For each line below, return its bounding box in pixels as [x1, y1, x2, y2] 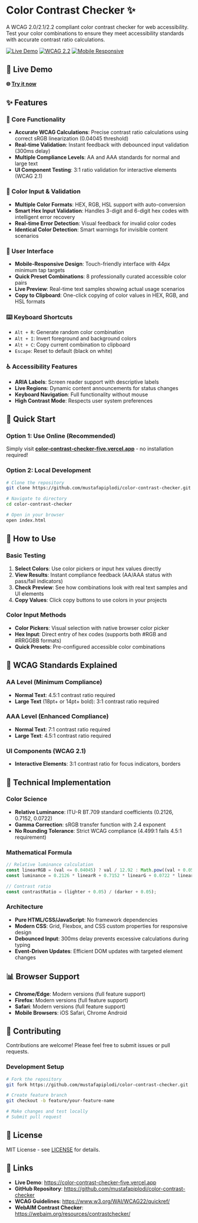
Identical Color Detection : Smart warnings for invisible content [14, 225, 168, 233]
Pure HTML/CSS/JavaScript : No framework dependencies [14, 916, 158, 923]
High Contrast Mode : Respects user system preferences [14, 397, 153, 404]
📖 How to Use [6, 534, 56, 544]
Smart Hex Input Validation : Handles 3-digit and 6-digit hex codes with [14, 207, 189, 214]
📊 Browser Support [6, 972, 80, 982]
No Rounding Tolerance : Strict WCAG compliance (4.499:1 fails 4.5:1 [14, 827, 182, 834]
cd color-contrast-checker [6, 501, 72, 508]
